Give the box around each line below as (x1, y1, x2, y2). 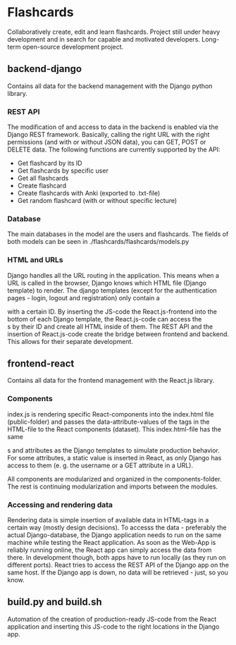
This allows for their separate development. (7, 337, 134, 345)
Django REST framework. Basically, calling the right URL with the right (7, 130, 210, 139)
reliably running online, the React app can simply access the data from (7, 546, 212, 554)
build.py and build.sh (7, 596, 102, 608)
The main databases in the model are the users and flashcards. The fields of (7, 230, 229, 238)
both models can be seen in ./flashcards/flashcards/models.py (7, 238, 190, 246)
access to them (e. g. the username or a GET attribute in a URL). (7, 461, 194, 469)
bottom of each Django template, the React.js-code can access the (7, 314, 202, 323)
